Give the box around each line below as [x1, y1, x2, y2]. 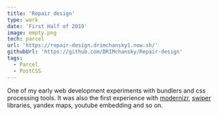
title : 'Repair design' [7, 10, 76, 17]
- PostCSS [13, 67, 41, 74]
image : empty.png [7, 29, 57, 36]
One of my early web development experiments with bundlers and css [7, 86, 206, 95]
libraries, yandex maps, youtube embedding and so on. [7, 101, 164, 109]
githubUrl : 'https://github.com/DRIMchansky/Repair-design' [7, 49, 184, 56]
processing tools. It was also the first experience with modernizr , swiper [7, 93, 212, 102]
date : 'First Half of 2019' [7, 23, 88, 30]
